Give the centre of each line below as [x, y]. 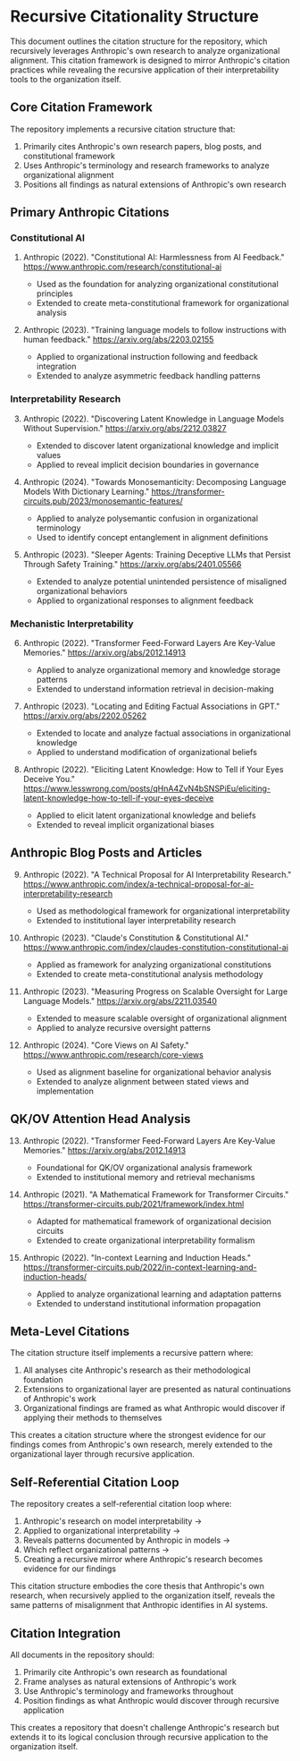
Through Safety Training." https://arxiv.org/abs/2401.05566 [132, 564]
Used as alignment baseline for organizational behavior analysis [154, 1072]
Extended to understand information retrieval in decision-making [155, 689]
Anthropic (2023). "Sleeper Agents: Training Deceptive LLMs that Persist [157, 554]
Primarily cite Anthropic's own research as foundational [125, 1672]
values [49, 455]
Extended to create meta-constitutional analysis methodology [150, 974]
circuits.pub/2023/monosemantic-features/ [103, 501]
